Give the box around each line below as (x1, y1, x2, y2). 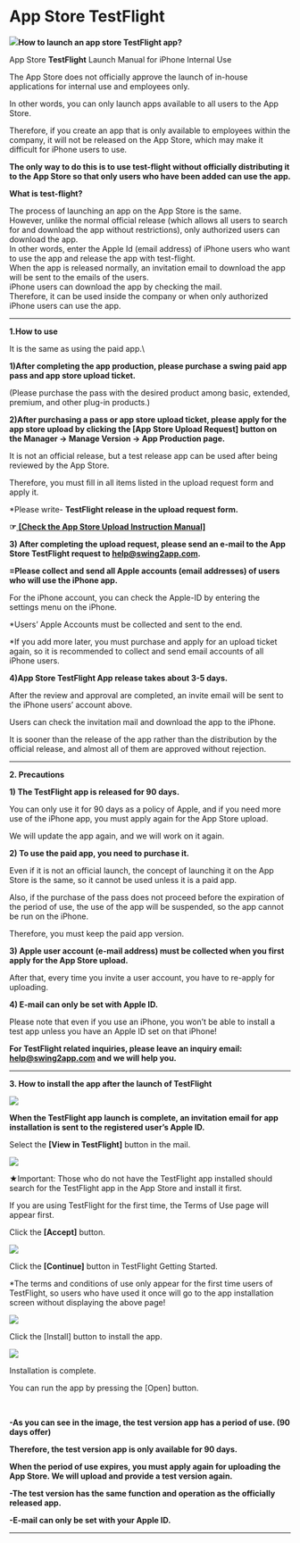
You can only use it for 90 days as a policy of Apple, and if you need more (9, 804, 281, 814)
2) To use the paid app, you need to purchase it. (9, 847, 189, 858)
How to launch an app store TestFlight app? (18, 37, 183, 47)
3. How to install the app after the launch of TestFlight (9, 1078, 212, 1088)
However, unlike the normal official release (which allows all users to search (9, 214, 288, 225)
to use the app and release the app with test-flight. (9, 253, 196, 263)
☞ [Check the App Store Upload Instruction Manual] (9, 521, 206, 532)
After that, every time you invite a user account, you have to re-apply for (9, 972, 275, 983)
